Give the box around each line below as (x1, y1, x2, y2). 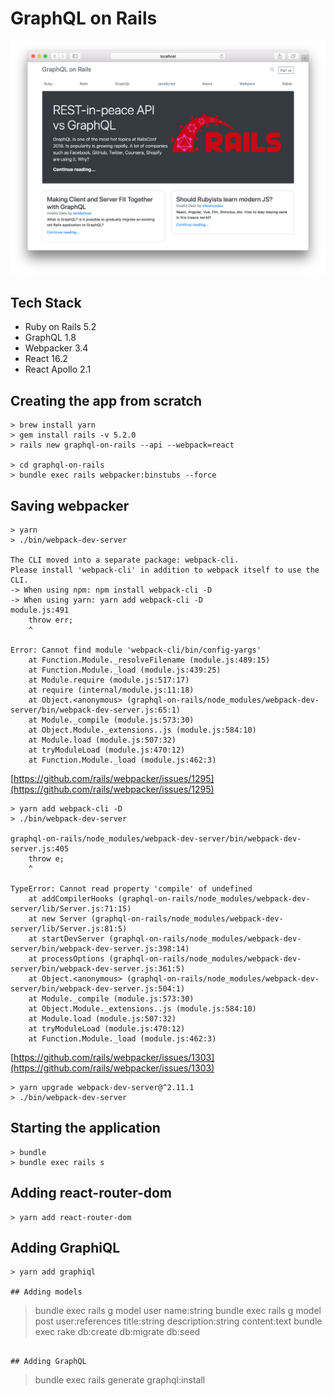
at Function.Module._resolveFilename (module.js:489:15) (28, 655, 271, 665)
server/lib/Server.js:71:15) (10, 903, 132, 914)
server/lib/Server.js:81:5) (10, 923, 128, 934)
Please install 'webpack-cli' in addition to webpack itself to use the (10, 565, 320, 575)
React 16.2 (24, 353, 68, 365)
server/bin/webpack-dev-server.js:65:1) (10, 705, 182, 715)
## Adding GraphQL (10, 1357, 87, 1367)
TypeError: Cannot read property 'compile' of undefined (10, 883, 253, 894)
